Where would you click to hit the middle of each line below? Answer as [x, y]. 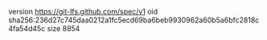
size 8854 [64, 28]
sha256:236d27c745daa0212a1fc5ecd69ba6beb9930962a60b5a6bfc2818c [134, 20]
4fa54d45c [27, 28]
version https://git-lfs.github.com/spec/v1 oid [83, 12]
